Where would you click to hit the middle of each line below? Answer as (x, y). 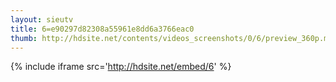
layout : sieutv (42, 19)
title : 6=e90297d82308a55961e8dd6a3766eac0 (102, 29)
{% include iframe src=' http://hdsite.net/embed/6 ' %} (121, 67)
